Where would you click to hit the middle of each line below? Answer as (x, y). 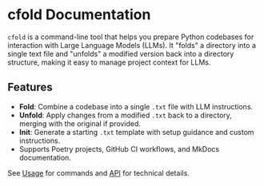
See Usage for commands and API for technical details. (98, 172)
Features (30, 87)
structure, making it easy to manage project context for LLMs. (109, 62)
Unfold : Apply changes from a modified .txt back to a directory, (126, 115)
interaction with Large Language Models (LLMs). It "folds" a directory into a (132, 45)
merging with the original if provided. (80, 123)
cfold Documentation (79, 15)
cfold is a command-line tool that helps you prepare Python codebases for (131, 37)
